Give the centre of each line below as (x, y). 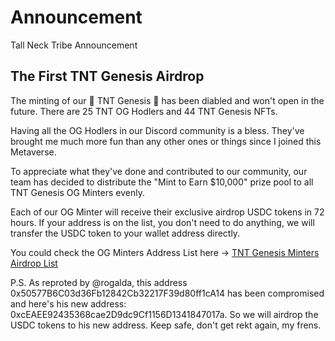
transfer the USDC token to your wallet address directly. (125, 233)
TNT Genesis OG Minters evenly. (77, 192)
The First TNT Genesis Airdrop (107, 76)
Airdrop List (34, 263)
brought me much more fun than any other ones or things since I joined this (166, 141)
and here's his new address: (68, 303)
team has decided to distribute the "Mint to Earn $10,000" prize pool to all (162, 182)
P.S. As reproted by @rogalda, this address (99, 282)
